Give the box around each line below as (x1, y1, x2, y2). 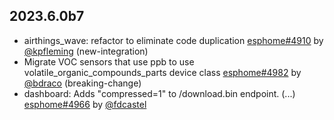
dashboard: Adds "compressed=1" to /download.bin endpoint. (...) (23, 87, 296, 99)
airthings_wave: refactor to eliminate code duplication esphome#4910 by (23, 34, 324, 46)
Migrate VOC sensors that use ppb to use (23, 55, 195, 68)
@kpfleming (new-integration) (23, 45, 149, 57)
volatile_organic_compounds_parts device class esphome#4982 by (23, 66, 302, 78)
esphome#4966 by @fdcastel (23, 98, 147, 110)
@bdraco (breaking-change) (23, 77, 142, 89)
